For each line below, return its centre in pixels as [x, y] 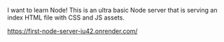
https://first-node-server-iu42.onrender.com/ [72, 31]
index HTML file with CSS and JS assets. [66, 17]
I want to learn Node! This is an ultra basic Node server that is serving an [112, 10]
